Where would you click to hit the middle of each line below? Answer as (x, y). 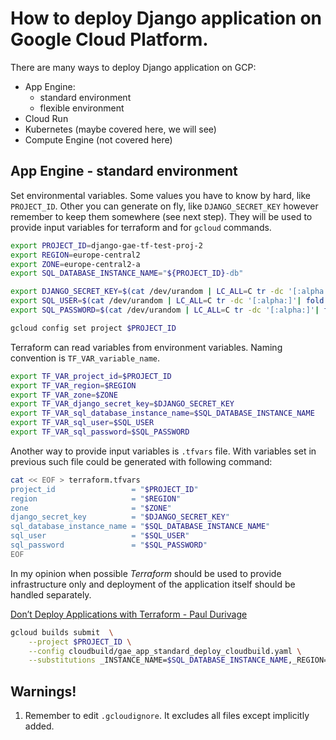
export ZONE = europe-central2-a (75, 264)
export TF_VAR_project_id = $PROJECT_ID (91, 376)
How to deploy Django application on (166, 18)
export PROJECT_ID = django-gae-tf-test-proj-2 (106, 245)
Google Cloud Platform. (109, 39)
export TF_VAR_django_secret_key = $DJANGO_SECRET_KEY (122, 404)
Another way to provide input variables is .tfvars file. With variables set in (163, 451)
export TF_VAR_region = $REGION (73, 385)
